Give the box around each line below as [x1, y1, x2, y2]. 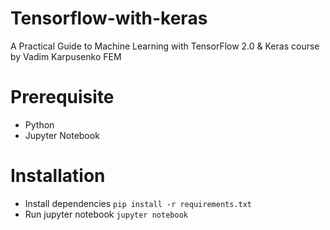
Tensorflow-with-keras [10, 7, 208, 30]
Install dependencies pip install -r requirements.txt [24, 197, 252, 209]
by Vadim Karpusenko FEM [10, 50, 122, 62]
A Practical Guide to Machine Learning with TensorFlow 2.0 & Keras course [10, 40, 320, 52]
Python [24, 118, 55, 131]
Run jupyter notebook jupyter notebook [24, 208, 188, 220]
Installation [10, 165, 106, 187]
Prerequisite [10, 86, 115, 109]
